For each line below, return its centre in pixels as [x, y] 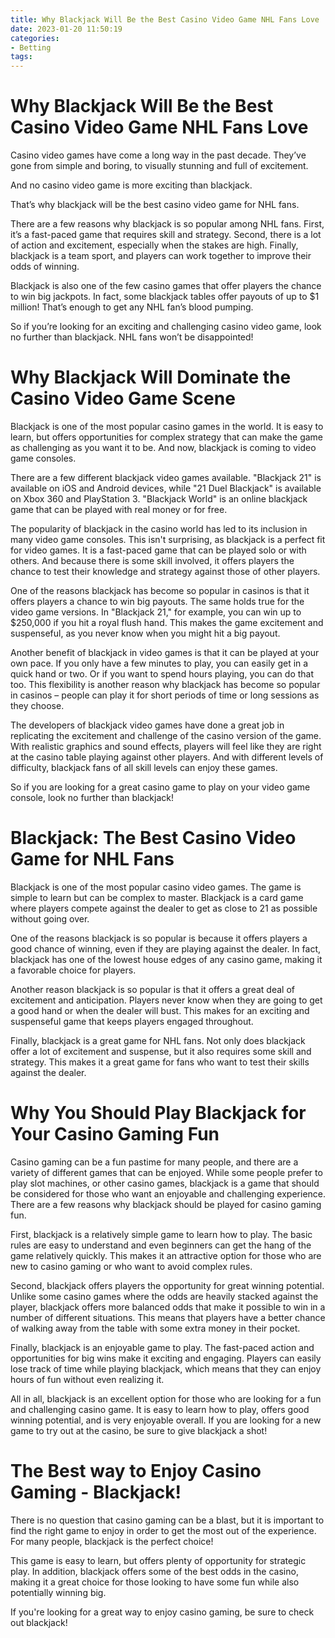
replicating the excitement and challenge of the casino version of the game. [166, 735]
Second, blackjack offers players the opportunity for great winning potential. [167, 1285]
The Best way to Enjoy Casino [136, 1471]
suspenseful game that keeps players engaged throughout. [132, 1021]
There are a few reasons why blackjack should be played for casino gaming [166, 1204]
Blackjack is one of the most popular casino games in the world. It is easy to [167, 426]
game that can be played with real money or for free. [119, 509]
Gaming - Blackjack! [96, 1492]
